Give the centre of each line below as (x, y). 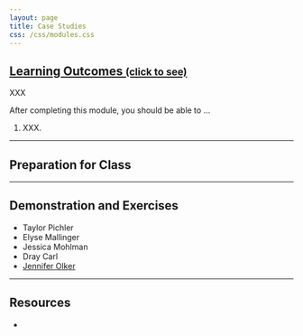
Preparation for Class (70, 165)
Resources (40, 303)
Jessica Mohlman (55, 247)
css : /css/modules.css (52, 34)
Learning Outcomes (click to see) (98, 71)
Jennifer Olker (49, 266)
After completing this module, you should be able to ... (110, 110)
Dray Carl (40, 256)
